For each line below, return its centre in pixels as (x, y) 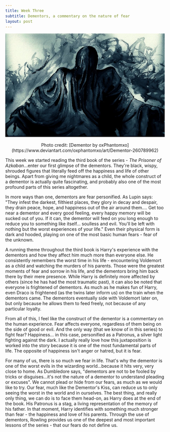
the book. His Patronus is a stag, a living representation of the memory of (81, 404)
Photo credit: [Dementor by (69, 145)
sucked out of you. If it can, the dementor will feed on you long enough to (82, 219)
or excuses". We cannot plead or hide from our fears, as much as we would (84, 382)
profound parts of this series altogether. (47, 187)
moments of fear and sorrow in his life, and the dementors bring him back (82, 271)
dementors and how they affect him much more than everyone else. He (79, 255)
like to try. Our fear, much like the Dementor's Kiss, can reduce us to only (81, 387)
